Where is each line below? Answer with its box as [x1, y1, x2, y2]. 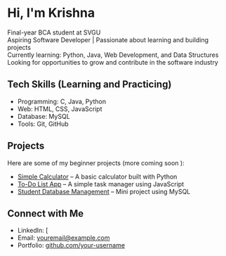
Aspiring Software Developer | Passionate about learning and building [7, 35, 209, 44]
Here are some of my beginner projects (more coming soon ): [7, 158, 185, 167]
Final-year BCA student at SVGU [7, 28, 101, 37]
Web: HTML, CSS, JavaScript [17, 104, 102, 113]
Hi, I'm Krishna [7, 5, 95, 21]
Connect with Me [7, 207, 84, 219]
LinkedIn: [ [17, 226, 48, 235]
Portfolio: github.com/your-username [17, 241, 125, 250]
